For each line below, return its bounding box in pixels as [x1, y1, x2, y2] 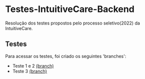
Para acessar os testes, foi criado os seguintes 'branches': [5, 53, 126, 59]
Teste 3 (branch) [12, 68, 47, 74]
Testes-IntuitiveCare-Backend [5, 3, 134, 15]
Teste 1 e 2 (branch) [12, 62, 54, 68]
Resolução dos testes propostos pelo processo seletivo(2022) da [5, 20, 140, 26]
